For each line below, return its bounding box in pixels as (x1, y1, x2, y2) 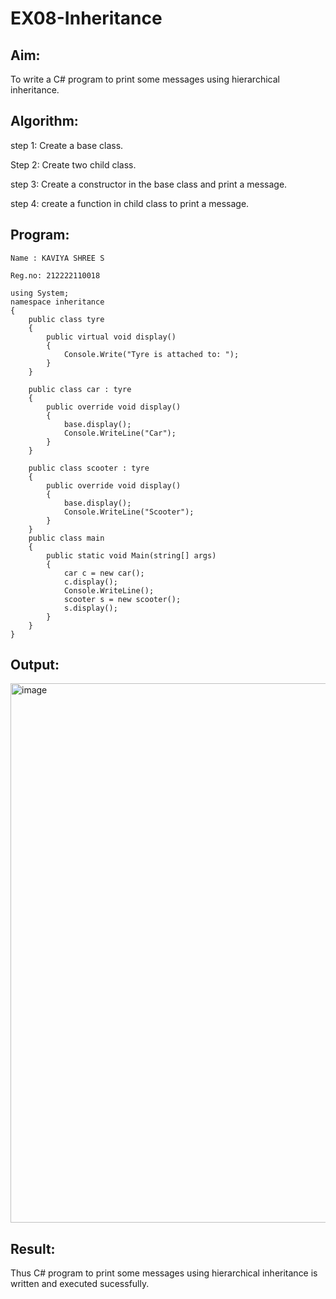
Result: (10, 1240, 56, 1257)
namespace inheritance (10, 297, 105, 307)
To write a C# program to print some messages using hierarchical (10, 73, 280, 85)
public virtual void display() (46, 332, 177, 342)
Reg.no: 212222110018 (10, 270, 101, 281)
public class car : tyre (28, 384, 132, 394)
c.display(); (63, 577, 118, 587)
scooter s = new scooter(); (63, 594, 182, 604)
